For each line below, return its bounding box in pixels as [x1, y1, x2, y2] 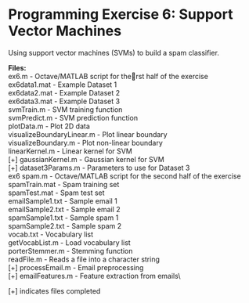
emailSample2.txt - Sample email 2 [8, 204, 121, 214]
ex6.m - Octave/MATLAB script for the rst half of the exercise [8, 71, 209, 81]
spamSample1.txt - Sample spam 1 [8, 213, 119, 222]
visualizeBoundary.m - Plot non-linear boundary [8, 138, 163, 147]
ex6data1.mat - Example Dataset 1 [8, 80, 117, 89]
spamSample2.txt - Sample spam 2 [8, 221, 122, 230]
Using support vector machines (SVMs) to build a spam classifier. [8, 48, 219, 57]
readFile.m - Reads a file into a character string [8, 254, 161, 264]
